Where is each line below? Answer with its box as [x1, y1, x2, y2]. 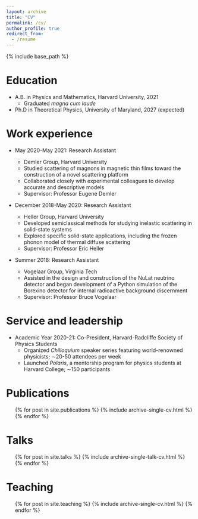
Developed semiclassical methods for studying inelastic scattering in [23, 219, 192, 227]
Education [6, 74, 58, 87]
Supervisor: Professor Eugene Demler [23, 190, 117, 197]
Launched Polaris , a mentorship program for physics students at [23, 359, 181, 366]
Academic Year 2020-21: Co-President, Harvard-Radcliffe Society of [14, 333, 183, 341]
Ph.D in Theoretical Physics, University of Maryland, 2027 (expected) [14, 106, 185, 113]
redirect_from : [6, 31, 44, 37]
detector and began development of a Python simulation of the [23, 280, 178, 288]
